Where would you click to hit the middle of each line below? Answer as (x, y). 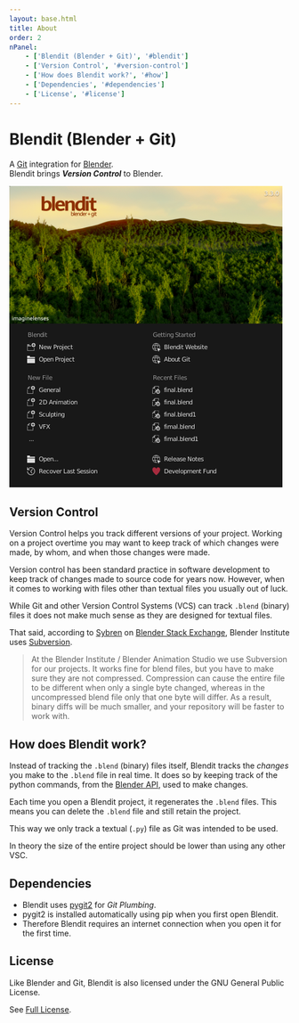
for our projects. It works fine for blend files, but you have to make (152, 669)
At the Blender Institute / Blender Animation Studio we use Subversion (159, 659)
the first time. (46, 933)
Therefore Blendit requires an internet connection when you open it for (152, 924)
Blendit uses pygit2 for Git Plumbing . (89, 905)
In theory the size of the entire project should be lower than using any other (148, 846)
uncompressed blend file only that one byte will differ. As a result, (151, 697)
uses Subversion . (41, 642)
